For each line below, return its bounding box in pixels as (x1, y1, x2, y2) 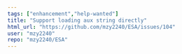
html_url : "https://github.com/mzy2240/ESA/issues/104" (7, 23, 176, 30)
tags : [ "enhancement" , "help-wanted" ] (7, 10, 119, 18)
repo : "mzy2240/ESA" (7, 36, 69, 43)
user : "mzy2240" (7, 29, 55, 37)
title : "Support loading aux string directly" (7, 17, 147, 24)
